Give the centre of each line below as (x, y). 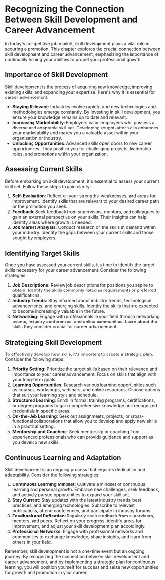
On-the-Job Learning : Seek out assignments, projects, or (71, 416)
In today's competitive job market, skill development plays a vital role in (77, 43)
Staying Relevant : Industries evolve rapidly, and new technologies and (84, 106)
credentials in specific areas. (41, 411)
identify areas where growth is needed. (52, 222)
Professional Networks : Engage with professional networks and (78, 531)
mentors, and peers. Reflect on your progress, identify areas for (77, 521)
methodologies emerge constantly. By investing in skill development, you (86, 112)
